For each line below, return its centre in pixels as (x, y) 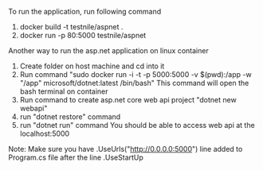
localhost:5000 (45, 133)
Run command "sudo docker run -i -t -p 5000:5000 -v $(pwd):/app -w (136, 74)
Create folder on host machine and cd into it (92, 66)
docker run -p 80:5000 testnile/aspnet (83, 35)
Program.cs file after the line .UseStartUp (76, 157)
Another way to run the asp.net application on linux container (108, 50)
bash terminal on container (64, 91)
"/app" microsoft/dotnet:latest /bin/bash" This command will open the (134, 83)
